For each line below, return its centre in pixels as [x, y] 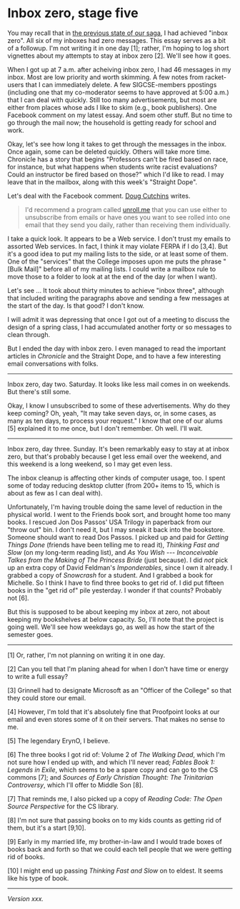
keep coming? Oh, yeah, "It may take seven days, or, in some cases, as [112, 413]
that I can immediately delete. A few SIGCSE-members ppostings [121, 84]
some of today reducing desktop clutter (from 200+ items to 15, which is [114, 485]
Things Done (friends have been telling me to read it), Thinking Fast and [113, 545]
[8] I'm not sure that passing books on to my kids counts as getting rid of [115, 820]
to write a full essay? [38, 676]
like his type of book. [38, 878]
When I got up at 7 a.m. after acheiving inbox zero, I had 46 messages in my [119, 69]
